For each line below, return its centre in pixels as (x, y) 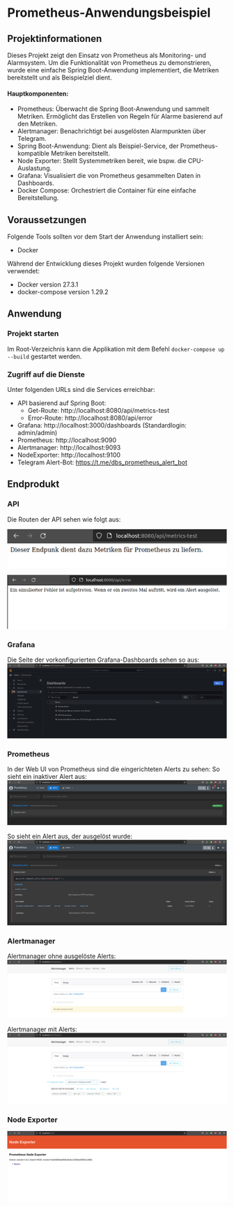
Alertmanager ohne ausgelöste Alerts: (62, 956)
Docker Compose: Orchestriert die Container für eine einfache (107, 190)
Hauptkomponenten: (38, 93)
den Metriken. (37, 124)
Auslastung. (34, 168)
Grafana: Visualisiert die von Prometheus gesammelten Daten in (109, 176)
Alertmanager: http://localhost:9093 (69, 447)
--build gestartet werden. (45, 356)
